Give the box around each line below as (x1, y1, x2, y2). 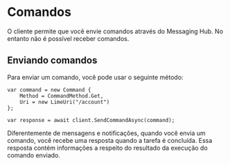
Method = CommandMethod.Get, (19, 92, 104, 99)
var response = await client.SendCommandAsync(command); (7, 116, 175, 123)
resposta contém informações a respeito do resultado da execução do (7, 144, 208, 152)
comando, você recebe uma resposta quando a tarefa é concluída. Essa (7, 136, 213, 144)
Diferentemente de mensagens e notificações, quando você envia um (7, 129, 206, 137)
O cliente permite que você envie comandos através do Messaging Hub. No (7, 27, 224, 35)
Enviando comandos (7, 55, 98, 67)
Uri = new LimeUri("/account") (19, 98, 110, 105)
